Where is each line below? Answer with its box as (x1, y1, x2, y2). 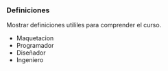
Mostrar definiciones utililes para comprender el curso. (6, 21, 162, 29)
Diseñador (16, 48, 46, 57)
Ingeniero (16, 56, 44, 64)
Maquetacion (16, 34, 54, 42)
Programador (16, 42, 54, 50)
